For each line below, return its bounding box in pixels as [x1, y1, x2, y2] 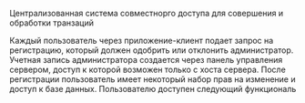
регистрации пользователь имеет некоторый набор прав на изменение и [9, 74, 296, 85]
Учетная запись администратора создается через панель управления [9, 55, 283, 65]
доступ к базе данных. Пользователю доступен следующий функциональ [9, 84, 297, 94]
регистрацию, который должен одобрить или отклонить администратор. [9, 45, 294, 56]
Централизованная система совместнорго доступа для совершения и [9, 8, 284, 18]
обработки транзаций [9, 17, 94, 28]
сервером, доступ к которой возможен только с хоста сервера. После [9, 64, 287, 75]
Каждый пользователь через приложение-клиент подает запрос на [9, 36, 274, 46]
